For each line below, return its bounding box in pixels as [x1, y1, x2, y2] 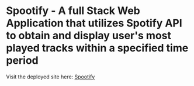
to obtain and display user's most [6, 29, 171, 42]
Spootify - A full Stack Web [6, 4, 140, 18]
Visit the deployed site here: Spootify [6, 73, 95, 80]
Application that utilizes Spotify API [6, 16, 182, 30]
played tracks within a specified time [6, 42, 189, 55]
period [6, 54, 39, 67]
